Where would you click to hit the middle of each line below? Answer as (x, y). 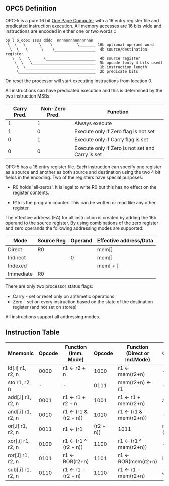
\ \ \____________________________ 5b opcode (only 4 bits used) (89, 63)
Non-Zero (54, 108)
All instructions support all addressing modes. (53, 317)
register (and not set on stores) (45, 307)
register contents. (31, 192)
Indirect (17, 257)
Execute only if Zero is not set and (115, 148)
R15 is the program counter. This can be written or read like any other (84, 202)
